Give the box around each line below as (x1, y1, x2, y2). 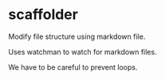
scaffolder (8, 6, 78, 24)
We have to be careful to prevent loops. (8, 62, 138, 72)
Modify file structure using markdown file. (8, 32, 146, 41)
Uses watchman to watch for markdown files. (8, 47, 157, 56)
